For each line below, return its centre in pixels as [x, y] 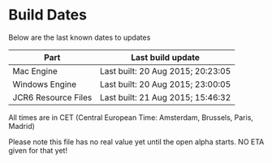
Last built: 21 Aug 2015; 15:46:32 [166, 97]
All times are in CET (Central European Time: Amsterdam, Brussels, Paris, [131, 117]
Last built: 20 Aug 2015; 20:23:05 [166, 71]
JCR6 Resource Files [52, 97]
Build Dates [48, 15]
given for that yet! [38, 150]
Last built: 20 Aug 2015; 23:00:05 [166, 84]
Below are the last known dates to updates [80, 37]
